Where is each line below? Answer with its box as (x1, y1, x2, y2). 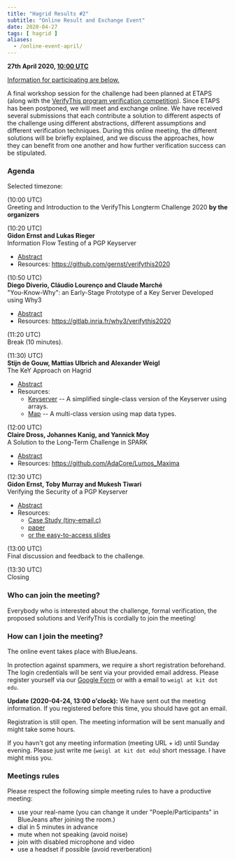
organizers (7, 211, 40, 219)
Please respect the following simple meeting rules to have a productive (7, 787, 212, 796)
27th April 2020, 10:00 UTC (7, 62, 89, 70)
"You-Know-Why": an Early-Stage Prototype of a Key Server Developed (7, 289, 213, 297)
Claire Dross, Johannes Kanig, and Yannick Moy (7, 431, 150, 439)
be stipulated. (7, 148, 47, 157)
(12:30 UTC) (7, 473, 43, 481)
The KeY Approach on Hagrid (7, 366, 92, 375)
